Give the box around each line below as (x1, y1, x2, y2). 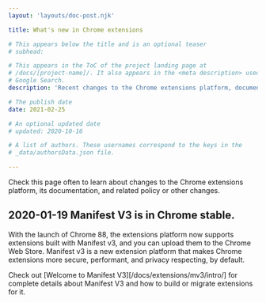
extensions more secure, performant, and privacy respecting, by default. (8, 255, 245, 264)
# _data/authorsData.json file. (8, 149, 115, 157)
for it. (8, 286, 26, 297)
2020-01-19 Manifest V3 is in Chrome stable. (8, 209, 235, 222)
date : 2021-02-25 (8, 105, 66, 113)
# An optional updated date (8, 119, 101, 127)
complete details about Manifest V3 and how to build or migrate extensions (8, 278, 253, 288)
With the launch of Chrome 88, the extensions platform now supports (8, 229, 234, 239)
